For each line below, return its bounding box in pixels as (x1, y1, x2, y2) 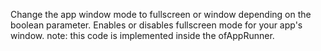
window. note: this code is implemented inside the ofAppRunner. (10, 30, 275, 41)
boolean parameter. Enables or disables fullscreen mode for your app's (10, 19, 303, 31)
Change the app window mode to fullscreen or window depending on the (10, 9, 312, 20)
